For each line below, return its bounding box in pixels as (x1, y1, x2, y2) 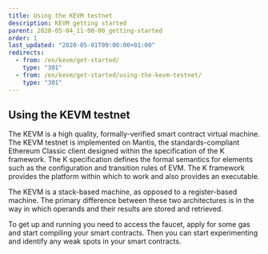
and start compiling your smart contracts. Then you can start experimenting (8, 228, 258, 238)
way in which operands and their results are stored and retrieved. (8, 204, 224, 214)
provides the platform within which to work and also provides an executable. (8, 172, 260, 181)
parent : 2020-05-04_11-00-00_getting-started (8, 26, 162, 34)
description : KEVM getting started (8, 19, 127, 27)
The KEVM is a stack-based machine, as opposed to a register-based (8, 187, 238, 196)
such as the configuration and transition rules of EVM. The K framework (8, 163, 246, 173)
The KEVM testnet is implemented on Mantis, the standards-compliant (8, 137, 240, 148)
